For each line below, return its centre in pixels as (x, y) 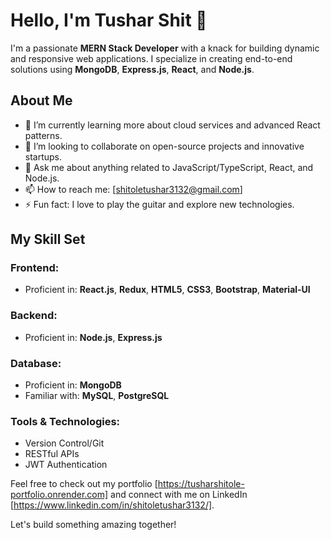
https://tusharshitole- (201, 484)
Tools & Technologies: (65, 421)
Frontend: (35, 268)
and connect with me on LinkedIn (179, 495)
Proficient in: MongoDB (73, 385)
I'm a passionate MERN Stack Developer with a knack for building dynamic (165, 48)
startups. (43, 156)
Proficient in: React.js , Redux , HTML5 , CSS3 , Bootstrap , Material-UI (167, 290)
